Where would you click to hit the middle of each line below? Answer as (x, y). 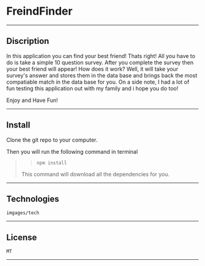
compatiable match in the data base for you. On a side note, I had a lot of (98, 82)
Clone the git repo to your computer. (52, 140)
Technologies (33, 199)
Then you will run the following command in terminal (72, 151)
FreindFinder (40, 11)
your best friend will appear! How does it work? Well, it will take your (92, 69)
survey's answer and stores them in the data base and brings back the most (102, 75)
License (22, 237)
